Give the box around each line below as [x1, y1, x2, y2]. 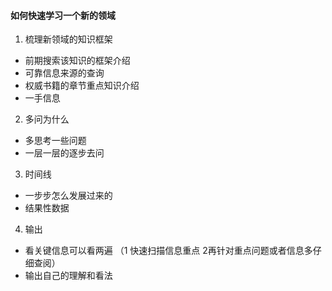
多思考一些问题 [24, 135, 87, 147]
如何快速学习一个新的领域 [10, 9, 116, 21]
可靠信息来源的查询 [24, 67, 105, 79]
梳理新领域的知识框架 [24, 33, 113, 45]
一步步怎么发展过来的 [24, 190, 113, 202]
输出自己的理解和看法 [24, 270, 113, 282]
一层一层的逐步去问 [24, 147, 105, 159]
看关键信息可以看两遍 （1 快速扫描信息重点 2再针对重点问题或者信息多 [24, 245, 313, 257]
